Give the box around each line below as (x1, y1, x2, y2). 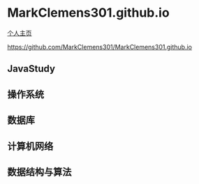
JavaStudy (7, 63, 56, 75)
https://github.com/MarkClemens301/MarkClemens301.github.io (7, 43, 192, 51)
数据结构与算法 (7, 166, 72, 178)
